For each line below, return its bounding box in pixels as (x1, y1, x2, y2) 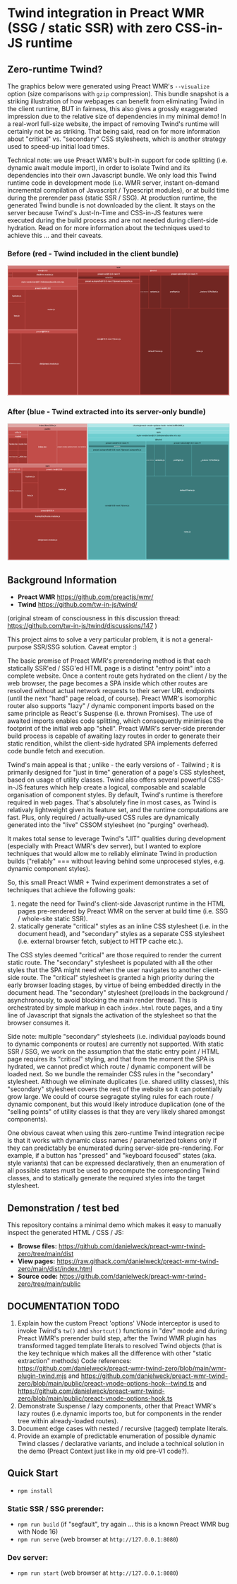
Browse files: (17, 1242, 58, 1250)
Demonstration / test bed (7, 1202, 120, 1214)
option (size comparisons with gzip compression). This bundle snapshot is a (7, 90, 229, 98)
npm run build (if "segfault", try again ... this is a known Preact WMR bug (17, 1520, 229, 1529)
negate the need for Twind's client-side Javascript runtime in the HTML (17, 899, 226, 908)
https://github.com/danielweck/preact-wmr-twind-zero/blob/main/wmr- (17, 1364, 227, 1372)
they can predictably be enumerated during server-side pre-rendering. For (7, 1144, 224, 1152)
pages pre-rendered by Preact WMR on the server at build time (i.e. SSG (17, 907, 229, 916)
